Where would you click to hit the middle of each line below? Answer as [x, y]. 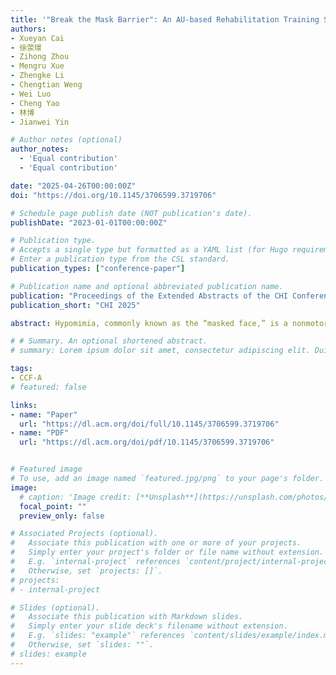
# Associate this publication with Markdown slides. [127, 617]
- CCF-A [26, 378]
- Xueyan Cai [37, 38]
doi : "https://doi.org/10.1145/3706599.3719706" [113, 195]
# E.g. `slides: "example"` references [98, 636]
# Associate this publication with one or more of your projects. [156, 543]
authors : [28, 29]
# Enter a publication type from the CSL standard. [120, 259]
